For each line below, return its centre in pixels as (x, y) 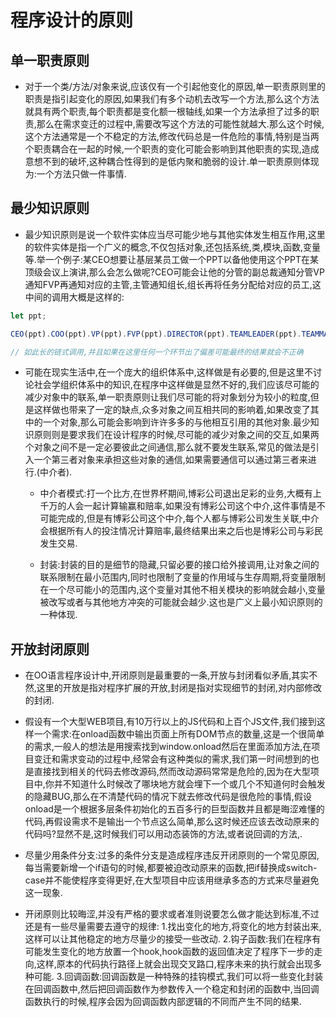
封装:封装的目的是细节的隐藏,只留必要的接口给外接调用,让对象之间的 (179, 565)
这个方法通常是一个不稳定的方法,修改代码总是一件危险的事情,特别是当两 (172, 136)
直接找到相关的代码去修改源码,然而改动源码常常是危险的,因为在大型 (172, 772)
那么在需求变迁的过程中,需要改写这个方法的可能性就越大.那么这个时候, (180, 124)
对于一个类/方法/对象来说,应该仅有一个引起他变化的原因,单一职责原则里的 (175, 86)
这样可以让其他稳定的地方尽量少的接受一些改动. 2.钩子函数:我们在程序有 (173, 939)
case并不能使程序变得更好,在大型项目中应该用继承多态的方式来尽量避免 (172, 880)
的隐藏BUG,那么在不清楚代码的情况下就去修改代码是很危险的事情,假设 (168, 797)
